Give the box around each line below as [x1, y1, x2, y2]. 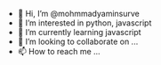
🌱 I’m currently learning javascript [17, 27, 141, 37]
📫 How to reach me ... [17, 47, 101, 56]
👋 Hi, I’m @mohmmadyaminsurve [17, 9, 140, 18]
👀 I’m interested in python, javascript [17, 18, 152, 28]
